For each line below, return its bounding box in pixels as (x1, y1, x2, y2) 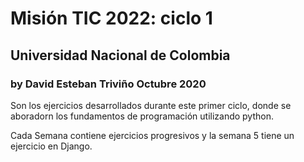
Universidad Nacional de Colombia (10, 47, 231, 64)
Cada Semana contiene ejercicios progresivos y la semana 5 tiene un (10, 129, 295, 141)
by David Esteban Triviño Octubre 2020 (10, 77, 207, 91)
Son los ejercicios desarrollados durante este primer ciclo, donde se (10, 99, 292, 111)
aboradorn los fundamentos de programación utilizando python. (10, 110, 275, 122)
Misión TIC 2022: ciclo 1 (10, 7, 213, 30)
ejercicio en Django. (10, 140, 93, 152)
